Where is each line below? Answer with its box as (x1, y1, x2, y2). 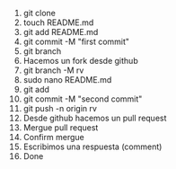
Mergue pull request (22, 122, 99, 133)
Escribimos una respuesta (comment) (22, 141, 163, 152)
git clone (22, 8, 57, 18)
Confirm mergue (22, 132, 84, 142)
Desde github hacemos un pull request (22, 112, 167, 123)
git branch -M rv (22, 65, 84, 76)
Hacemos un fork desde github (22, 56, 138, 66)
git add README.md (22, 27, 99, 37)
